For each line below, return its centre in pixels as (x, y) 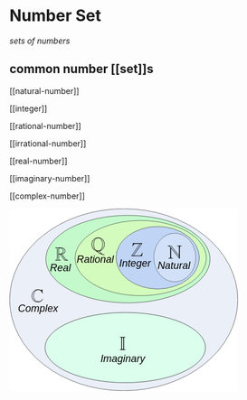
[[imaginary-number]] (50, 178)
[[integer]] (28, 108)
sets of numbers (40, 41)
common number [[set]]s (81, 69)
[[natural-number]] (44, 90)
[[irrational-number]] (48, 143)
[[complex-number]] (47, 196)
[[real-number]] (38, 161)
